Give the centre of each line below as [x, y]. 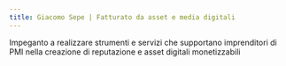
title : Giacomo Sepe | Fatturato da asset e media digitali [123, 17]
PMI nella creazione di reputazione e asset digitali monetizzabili [125, 51]
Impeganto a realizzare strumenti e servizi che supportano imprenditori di [143, 42]
